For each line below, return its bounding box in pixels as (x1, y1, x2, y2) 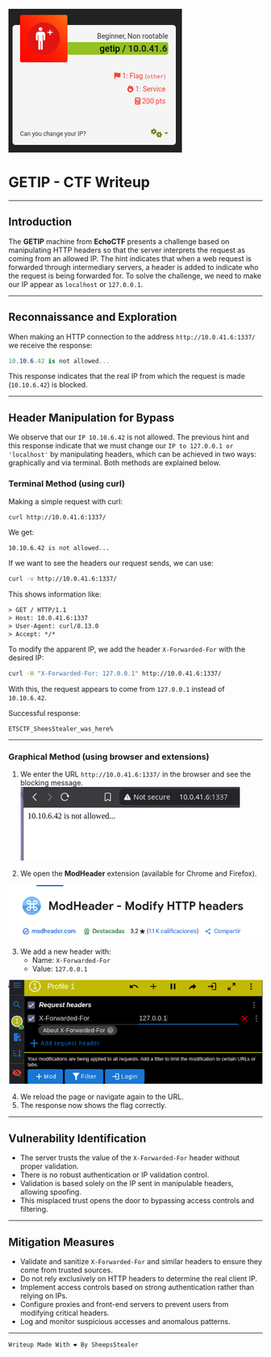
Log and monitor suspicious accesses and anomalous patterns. (19, 1317, 231, 1326)
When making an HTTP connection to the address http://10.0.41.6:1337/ (8, 331, 256, 341)
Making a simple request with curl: (8, 497, 123, 506)
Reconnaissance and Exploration (8, 310, 177, 324)
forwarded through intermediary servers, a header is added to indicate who (8, 262, 259, 272)
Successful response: (8, 709, 81, 718)
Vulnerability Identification (8, 1131, 147, 1145)
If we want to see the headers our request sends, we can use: (8, 558, 214, 568)
